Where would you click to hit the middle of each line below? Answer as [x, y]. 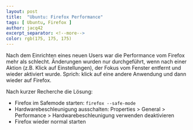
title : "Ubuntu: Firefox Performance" [55, 17]
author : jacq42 [25, 28]
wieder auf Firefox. [29, 80]
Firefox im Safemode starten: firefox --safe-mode [75, 103]
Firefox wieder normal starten [50, 122]
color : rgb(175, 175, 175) [39, 39]
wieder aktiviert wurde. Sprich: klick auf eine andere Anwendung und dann [96, 74]
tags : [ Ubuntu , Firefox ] [39, 22]
